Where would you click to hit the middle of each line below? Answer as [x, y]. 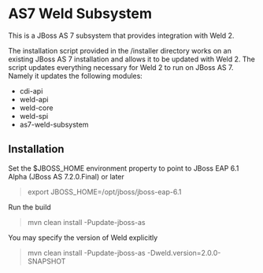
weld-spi [34, 116]
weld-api [34, 99]
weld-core [36, 108]
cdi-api [31, 90]
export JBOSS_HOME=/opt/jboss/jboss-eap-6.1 [104, 192]
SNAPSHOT [46, 261]
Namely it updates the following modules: [76, 76]
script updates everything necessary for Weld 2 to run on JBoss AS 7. [121, 67]
